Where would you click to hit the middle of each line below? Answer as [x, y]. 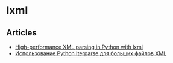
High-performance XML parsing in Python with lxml [79, 47]
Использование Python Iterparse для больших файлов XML [91, 53]
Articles [22, 33]
